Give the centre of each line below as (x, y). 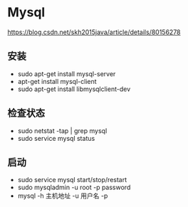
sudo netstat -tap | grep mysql (62, 131)
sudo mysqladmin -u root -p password (74, 187)
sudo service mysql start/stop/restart (72, 180)
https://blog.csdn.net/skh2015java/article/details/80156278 (94, 32)
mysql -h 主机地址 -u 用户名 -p (63, 196)
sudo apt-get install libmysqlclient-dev (74, 89)
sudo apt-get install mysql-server (67, 74)
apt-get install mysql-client (57, 81)
